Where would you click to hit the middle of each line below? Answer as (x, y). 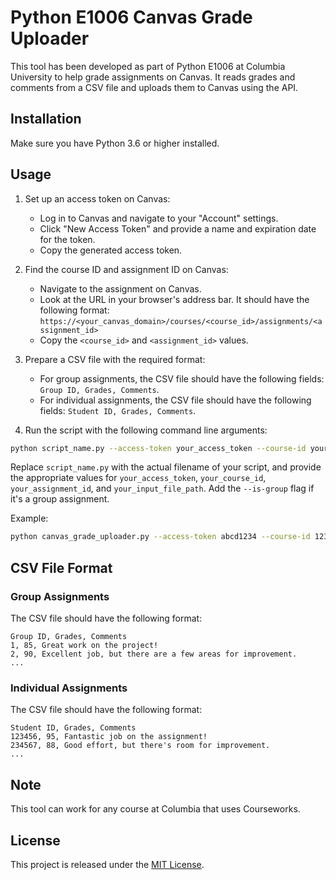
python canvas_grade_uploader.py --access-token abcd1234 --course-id (160, 537)
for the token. (67, 239)
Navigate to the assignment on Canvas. (120, 288)
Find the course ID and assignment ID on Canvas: (126, 269)
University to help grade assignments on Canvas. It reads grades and (153, 77)
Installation (46, 119)
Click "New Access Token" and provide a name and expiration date (178, 228)
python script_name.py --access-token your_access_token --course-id (158, 448)
